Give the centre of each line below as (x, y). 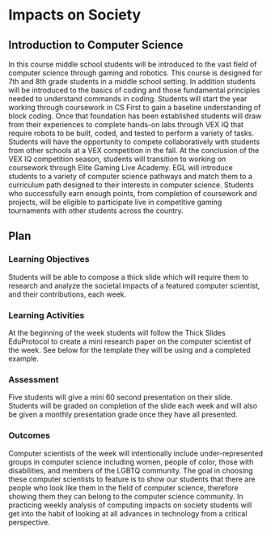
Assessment (34, 379)
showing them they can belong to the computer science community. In (126, 496)
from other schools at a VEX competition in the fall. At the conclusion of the (134, 150)
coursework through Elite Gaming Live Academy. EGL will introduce (121, 167)
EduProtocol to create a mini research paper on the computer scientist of (130, 341)
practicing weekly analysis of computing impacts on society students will (130, 505)
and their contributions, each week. (68, 294)
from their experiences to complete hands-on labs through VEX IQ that (126, 124)
